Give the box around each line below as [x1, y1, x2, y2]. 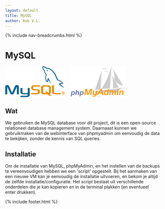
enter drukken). [5, 189, 36, 195]
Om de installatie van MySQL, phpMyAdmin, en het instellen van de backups [5, 163, 160, 169]
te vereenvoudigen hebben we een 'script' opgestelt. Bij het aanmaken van [5, 168, 157, 174]
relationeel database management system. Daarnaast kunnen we [5, 125, 137, 131]
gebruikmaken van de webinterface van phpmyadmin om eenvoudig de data [5, 131, 160, 137]
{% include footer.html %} [5, 199, 58, 205]
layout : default [5, 8, 38, 13]
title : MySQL [5, 13, 32, 18]
